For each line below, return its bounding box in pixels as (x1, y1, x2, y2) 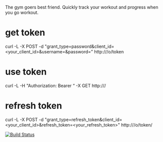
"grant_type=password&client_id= (44, 43, 114, 49)
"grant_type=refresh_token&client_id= (44, 117, 123, 123)
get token (5, 27, 46, 38)
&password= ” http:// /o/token (65, 48, 124, 54)
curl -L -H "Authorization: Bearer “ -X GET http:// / (5, 82, 106, 89)
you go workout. (5, 9, 39, 15)
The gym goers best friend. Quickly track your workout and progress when (5, 4, 159, 10)
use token (5, 66, 47, 78)
